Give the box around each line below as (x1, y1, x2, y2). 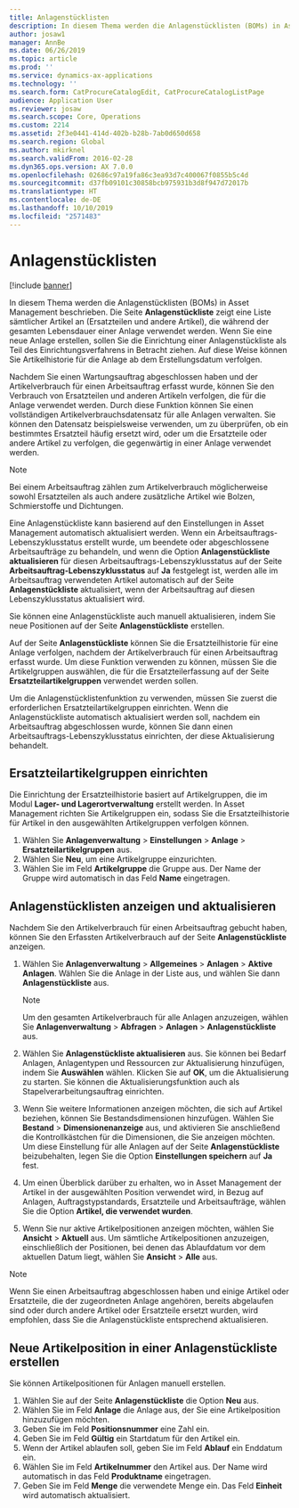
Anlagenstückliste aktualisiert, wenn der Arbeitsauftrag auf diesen (9, 584, 255, 594)
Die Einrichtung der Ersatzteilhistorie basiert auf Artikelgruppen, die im (9, 790, 268, 800)
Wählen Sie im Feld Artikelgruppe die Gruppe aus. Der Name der (21, 864, 262, 874)
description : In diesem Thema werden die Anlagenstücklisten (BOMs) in (9, 21, 280, 30)
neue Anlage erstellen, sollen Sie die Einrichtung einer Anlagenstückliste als (9, 335, 287, 346)
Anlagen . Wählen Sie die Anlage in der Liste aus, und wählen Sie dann (21, 968, 280, 979)
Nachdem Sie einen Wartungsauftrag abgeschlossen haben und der (9, 371, 258, 381)
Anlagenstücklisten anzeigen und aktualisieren (9, 898, 277, 914)
